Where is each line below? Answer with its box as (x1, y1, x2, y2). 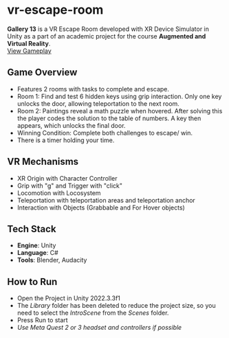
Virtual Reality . (7, 39, 51, 47)
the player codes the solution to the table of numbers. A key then (17, 114, 201, 122)
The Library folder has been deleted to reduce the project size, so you (17, 302, 216, 310)
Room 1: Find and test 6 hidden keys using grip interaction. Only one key (17, 92, 222, 100)
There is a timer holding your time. (17, 136, 115, 144)
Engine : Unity (17, 241, 56, 249)
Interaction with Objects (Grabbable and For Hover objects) (17, 203, 186, 212)
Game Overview (7, 67, 78, 78)
